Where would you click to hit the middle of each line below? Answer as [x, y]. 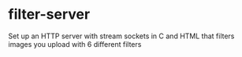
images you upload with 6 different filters [75, 44]
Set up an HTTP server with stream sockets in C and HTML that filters [121, 36]
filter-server [49, 14]
